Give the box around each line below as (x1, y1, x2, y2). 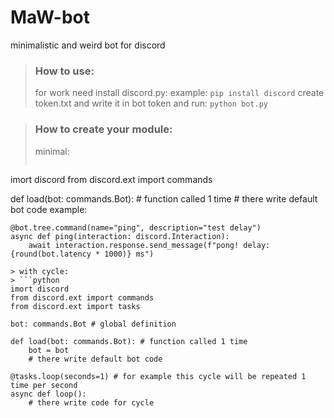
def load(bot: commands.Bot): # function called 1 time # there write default (10, 192, 318, 205)
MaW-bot (10, 6, 90, 29)
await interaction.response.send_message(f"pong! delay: (28, 240, 271, 250)
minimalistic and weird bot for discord (10, 39, 166, 51)
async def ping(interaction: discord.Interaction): (10, 231, 230, 241)
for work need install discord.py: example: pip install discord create (34, 87, 325, 99)
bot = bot (28, 345, 70, 355)
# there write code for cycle (28, 397, 155, 408)
